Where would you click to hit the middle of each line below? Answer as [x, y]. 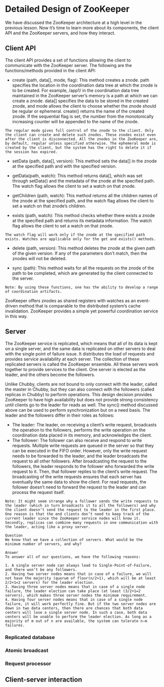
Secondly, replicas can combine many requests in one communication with [82, 522]
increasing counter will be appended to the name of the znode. [75, 121]
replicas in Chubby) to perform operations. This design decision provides [79, 394]
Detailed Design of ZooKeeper [67, 9]
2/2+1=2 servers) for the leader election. [50, 582]
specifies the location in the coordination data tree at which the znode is [85, 85]
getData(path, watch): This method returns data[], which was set [77, 176]
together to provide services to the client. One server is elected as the [75, 369]
